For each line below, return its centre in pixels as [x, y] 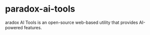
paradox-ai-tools [40, 9]
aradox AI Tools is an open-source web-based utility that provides [72, 22]
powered [14, 27]
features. [33, 27]
